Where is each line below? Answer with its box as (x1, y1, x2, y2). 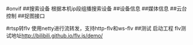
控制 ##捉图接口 (6, 12, 45, 19)
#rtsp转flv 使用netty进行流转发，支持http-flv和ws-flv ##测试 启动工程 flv (6, 25, 181, 32)
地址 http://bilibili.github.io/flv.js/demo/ (11, 32, 104, 39)
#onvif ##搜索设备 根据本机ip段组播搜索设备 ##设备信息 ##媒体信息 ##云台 (6, 5, 187, 12)
